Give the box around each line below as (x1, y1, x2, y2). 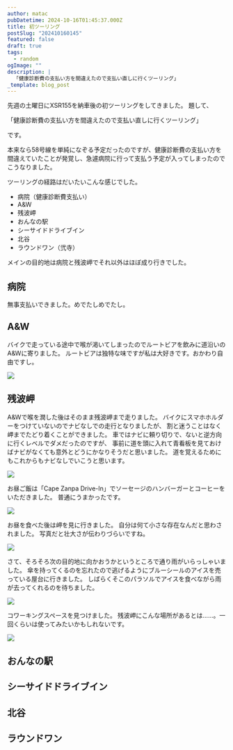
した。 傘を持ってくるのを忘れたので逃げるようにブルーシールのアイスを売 (7, 566, 221, 574)
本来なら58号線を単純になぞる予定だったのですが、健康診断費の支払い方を (7, 145, 222, 154)
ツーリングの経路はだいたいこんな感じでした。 (7, 178, 141, 186)
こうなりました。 (7, 163, 56, 171)
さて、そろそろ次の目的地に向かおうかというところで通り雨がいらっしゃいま (7, 557, 227, 566)
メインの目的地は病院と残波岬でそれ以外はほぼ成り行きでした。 (7, 258, 190, 266)
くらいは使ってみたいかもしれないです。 (13, 620, 129, 628)
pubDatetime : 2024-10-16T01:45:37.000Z (7, 17, 123, 24)
